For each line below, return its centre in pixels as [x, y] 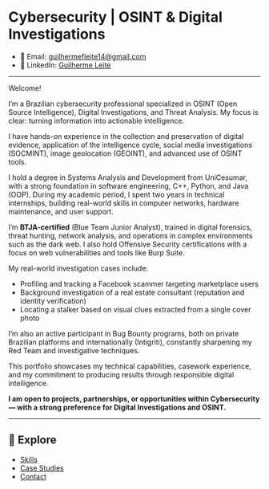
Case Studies [42, 468]
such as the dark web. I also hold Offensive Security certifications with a [128, 244]
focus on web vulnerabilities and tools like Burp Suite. [97, 252]
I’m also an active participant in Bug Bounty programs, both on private [124, 333]
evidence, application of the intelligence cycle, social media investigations [130, 145]
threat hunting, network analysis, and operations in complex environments [130, 235]
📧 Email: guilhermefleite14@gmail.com [83, 56]
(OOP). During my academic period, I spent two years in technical [116, 194]
